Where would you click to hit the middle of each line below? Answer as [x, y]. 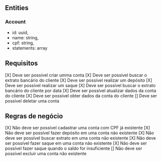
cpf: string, [23, 43]
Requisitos [21, 63]
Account [15, 22]
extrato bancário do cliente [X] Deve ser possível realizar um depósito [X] [79, 80]
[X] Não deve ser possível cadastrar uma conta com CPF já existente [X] [78, 128]
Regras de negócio [34, 116]
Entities [17, 8]
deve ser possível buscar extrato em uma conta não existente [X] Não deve [81, 138]
